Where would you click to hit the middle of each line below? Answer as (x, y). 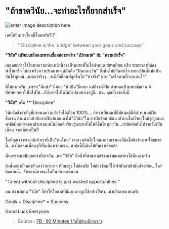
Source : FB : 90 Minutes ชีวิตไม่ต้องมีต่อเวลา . (60, 221)
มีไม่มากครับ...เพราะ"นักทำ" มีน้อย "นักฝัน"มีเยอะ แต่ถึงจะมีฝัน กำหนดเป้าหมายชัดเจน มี (78, 87)
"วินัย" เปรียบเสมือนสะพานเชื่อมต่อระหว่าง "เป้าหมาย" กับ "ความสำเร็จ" (65, 55)
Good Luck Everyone (27, 211)
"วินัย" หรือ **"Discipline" (30, 102)
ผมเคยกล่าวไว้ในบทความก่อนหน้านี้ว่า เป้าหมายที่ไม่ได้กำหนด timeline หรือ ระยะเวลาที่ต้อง (81, 65)
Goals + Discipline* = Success (37, 201)
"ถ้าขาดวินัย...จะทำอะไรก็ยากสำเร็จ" (66, 11)
